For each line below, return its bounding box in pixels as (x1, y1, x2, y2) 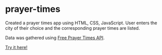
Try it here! (5, 44, 28, 50)
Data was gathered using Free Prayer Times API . (5, 35, 105, 41)
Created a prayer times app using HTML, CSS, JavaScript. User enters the (5, 20, 158, 26)
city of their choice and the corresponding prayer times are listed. (5, 25, 140, 31)
